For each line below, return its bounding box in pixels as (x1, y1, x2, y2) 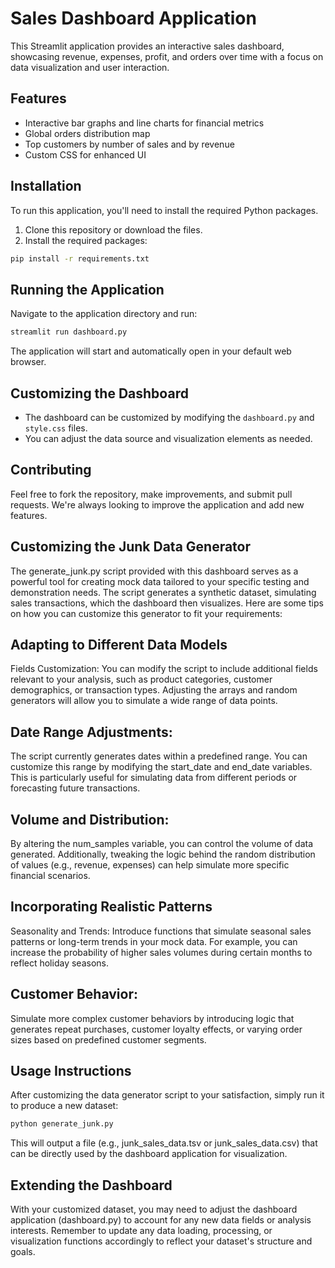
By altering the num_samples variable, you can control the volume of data (10, 838, 314, 849)
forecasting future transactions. (10, 782, 141, 794)
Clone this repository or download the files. (24, 223, 203, 236)
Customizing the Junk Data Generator (10, 538, 252, 556)
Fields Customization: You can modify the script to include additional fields (10, 663, 318, 675)
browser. (10, 356, 47, 368)
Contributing (10, 462, 92, 479)
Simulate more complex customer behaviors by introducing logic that (10, 1012, 295, 1024)
